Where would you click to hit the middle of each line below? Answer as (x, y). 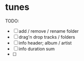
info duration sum (37, 49)
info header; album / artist (45, 43)
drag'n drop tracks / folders (47, 37)
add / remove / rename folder (49, 31)
